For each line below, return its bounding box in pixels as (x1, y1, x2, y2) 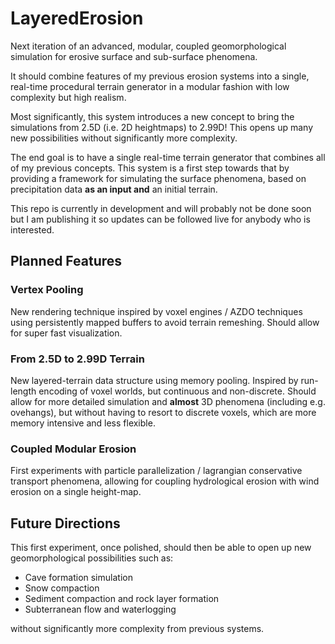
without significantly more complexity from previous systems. (10, 623, 265, 635)
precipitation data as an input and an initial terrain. (10, 183, 218, 195)
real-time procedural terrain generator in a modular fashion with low (10, 80, 290, 92)
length (10, 385, 37, 397)
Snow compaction (24, 582, 100, 594)
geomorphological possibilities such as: (10, 552, 174, 564)
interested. (10, 223, 55, 236)
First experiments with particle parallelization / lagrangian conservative (10, 465, 303, 477)
